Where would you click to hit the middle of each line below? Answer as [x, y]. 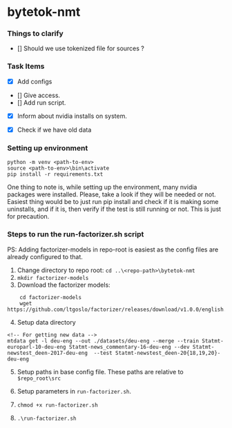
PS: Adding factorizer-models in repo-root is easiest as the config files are [113, 249]
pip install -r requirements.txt [55, 174]
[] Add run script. [41, 102]
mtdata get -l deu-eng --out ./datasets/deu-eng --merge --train [103, 341]
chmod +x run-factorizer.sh [57, 405]
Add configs [35, 81]
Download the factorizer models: [64, 285]
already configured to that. [45, 256]
